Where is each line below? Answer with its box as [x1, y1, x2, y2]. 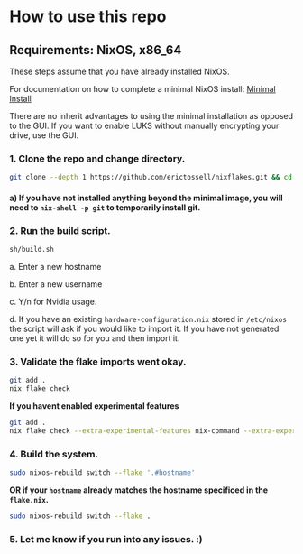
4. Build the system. [9, 448, 99, 460]
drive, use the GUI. [9, 130, 79, 141]
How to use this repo [9, 6, 167, 27]
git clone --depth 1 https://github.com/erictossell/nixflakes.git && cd [9, 173, 293, 182]
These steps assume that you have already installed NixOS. [9, 66, 230, 77]
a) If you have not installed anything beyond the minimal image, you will [9, 192, 283, 203]
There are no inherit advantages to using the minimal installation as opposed [9, 111, 294, 121]
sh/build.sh [9, 245, 54, 254]
